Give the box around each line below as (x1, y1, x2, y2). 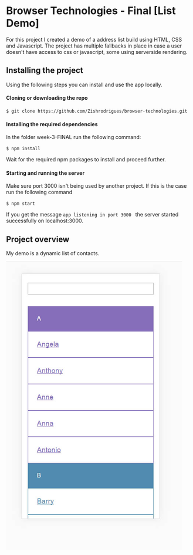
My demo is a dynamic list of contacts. (6, 250, 100, 257)
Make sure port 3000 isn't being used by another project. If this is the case (6, 182, 187, 189)
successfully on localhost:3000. (6, 217, 83, 224)
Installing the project (6, 66, 83, 76)
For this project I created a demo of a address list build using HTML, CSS (6, 36, 182, 43)
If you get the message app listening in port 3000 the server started (6, 211, 179, 218)
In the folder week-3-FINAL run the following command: (6, 134, 141, 141)
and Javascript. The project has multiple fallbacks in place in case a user (6, 42, 182, 49)
